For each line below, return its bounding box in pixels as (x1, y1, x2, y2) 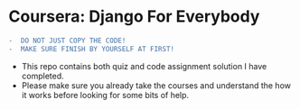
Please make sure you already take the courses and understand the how (21, 79, 291, 91)
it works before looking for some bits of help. (21, 89, 190, 100)
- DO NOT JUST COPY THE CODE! (8, 36, 127, 45)
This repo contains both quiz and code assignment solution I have (21, 60, 267, 71)
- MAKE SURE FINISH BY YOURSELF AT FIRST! (8, 44, 175, 53)
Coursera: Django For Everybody (8, 6, 260, 27)
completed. (21, 70, 64, 81)
